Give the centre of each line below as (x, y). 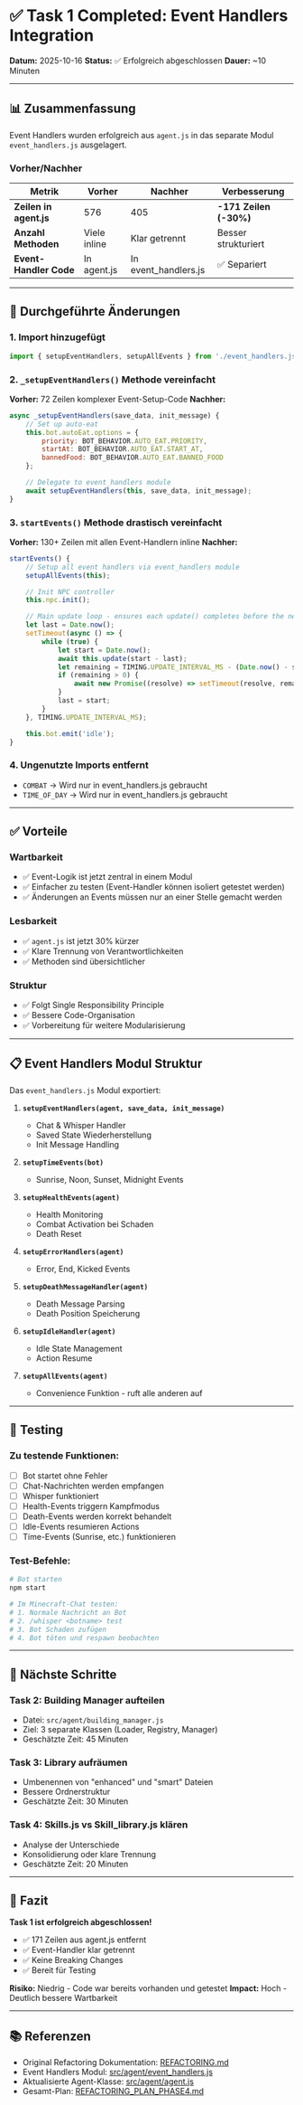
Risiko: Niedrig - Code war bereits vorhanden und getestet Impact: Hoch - (148, 1988)
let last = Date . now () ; (70, 625)
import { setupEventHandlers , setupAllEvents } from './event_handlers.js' (155, 356)
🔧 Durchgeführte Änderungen (95, 312)
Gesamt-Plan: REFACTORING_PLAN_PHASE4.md (113, 2091)
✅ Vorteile (38, 831)
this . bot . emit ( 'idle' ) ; (70, 733)
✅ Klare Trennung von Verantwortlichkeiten (103, 951)
